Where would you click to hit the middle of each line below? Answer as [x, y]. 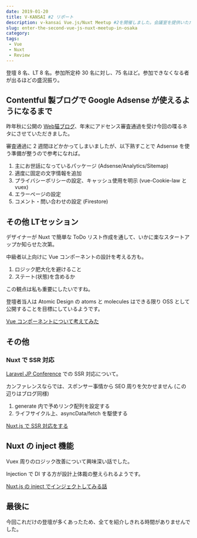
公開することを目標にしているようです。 [55, 309]
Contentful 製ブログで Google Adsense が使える [94, 100]
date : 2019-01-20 [27, 11]
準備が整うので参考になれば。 [47, 154]
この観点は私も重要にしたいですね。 [50, 289]
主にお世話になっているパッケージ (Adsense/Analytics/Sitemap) [91, 166]
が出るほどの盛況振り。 [34, 80]
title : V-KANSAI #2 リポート [40, 17]
